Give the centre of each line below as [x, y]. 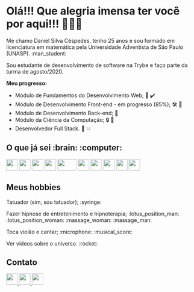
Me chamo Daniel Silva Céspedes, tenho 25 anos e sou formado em [90, 40]
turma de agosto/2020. [35, 71]
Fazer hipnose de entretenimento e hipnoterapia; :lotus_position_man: [93, 214]
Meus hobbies [34, 187]
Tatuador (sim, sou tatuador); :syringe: [54, 202]
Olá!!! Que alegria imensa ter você [93, 11]
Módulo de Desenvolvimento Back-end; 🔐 [67, 113]
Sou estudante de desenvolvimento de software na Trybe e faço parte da [97, 65]
